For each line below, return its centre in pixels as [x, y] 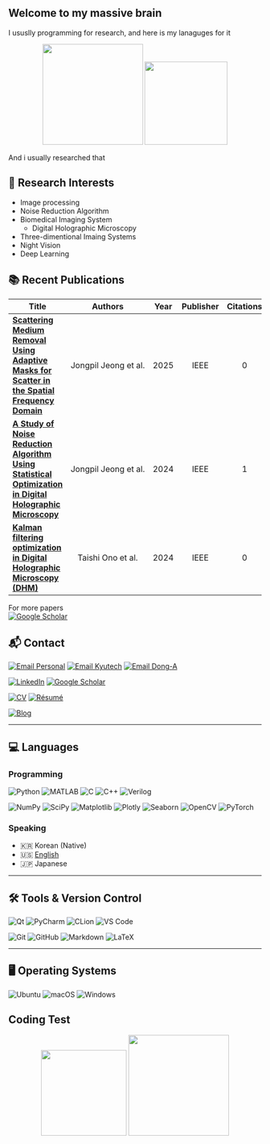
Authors [108, 307]
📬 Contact [37, 642]
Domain [27, 411]
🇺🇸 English [39, 855]
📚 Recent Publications [66, 280]
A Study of [33, 424]
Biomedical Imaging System [66, 219]
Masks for [32, 371]
